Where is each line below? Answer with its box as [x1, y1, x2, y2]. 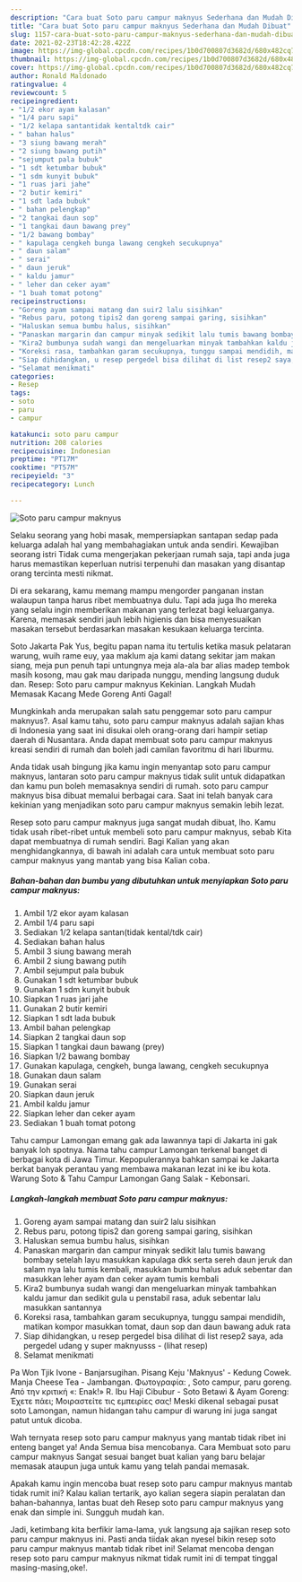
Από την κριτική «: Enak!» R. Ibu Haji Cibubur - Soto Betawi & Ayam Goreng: [10, 1385, 289, 1396]
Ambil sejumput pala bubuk [22, 965, 125, 975]
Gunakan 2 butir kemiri [22, 1002, 108, 1014]
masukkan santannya [22, 1302, 102, 1313]
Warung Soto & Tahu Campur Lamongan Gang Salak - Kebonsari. [10, 1173, 251, 1184]
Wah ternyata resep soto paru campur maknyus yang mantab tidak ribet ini [10, 1432, 286, 1443]
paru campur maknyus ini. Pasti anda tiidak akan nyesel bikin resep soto [10, 1534, 277, 1544]
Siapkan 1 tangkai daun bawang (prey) [22, 1041, 165, 1052]
